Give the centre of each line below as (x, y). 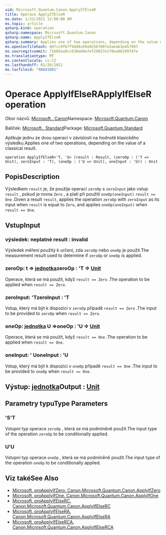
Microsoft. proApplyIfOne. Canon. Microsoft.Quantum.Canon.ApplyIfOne (85, 495)
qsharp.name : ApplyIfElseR (33, 38)
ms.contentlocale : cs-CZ (31, 60)
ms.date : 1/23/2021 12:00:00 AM (38, 19)
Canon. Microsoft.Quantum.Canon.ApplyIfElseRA (61, 517)
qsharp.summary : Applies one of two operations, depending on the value (82, 42)
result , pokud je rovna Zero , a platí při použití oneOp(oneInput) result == (80, 194)
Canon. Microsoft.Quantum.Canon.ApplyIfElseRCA (63, 527)
